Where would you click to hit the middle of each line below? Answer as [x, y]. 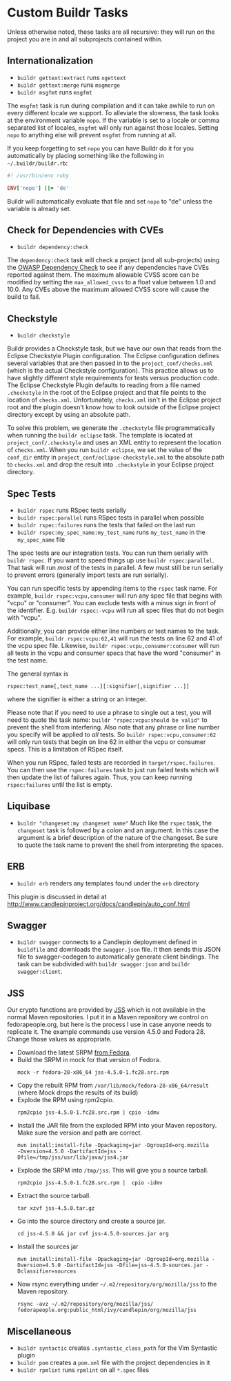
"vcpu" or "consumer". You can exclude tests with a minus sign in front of [112, 603]
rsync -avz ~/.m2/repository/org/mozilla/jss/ [85, 1304]
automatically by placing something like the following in [86, 155]
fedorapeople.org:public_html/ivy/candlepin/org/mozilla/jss [107, 1310]
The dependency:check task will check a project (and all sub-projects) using [113, 260]
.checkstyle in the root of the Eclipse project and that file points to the [107, 393]
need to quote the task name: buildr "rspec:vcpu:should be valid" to [108, 720]
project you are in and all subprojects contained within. [85, 39]
